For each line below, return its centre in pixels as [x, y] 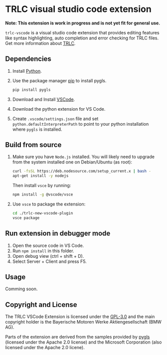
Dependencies [28, 59]
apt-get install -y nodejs [40, 176]
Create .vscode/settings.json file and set [55, 119]
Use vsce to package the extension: [49, 204]
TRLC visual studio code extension [79, 9]
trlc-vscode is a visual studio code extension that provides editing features [82, 32]
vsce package [26, 218]
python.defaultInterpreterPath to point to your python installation [81, 124]
